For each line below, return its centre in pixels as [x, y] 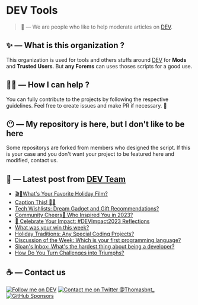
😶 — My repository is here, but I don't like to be [95, 124]
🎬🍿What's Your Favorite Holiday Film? [61, 194]
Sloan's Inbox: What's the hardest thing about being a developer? [95, 247]
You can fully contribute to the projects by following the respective [87, 99]
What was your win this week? [52, 228]
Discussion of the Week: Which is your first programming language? [98, 240]
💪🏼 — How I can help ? [48, 85]
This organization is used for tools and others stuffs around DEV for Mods [96, 59]
